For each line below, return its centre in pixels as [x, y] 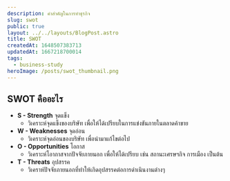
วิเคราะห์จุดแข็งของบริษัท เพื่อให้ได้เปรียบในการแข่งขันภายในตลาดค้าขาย [108, 123]
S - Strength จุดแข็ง [43, 116]
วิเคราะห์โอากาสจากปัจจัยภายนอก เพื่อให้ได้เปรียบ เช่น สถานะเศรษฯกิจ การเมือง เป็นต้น [125, 154]
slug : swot [23, 20]
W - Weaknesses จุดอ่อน [51, 131]
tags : [15, 58]
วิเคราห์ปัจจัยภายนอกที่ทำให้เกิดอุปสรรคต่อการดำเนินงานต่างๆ [96, 170]
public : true [26, 26]
